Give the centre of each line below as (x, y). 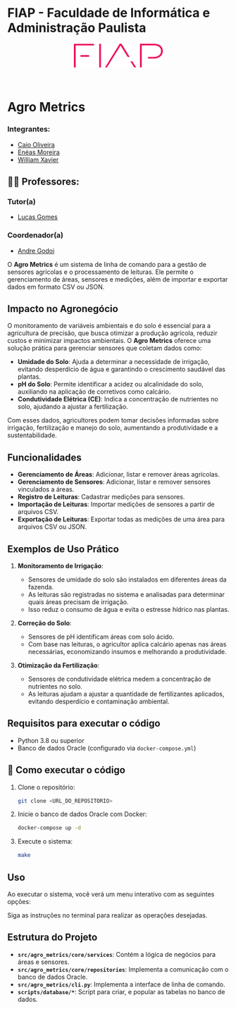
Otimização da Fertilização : (58, 665)
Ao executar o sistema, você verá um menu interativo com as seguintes (111, 894)
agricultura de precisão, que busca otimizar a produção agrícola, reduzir (112, 333)
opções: (19, 902)
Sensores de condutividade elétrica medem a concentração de (119, 679)
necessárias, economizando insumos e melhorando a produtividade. (127, 651)
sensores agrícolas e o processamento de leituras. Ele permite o (100, 272)
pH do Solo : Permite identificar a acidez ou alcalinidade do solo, (111, 384)
